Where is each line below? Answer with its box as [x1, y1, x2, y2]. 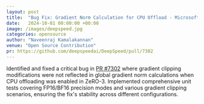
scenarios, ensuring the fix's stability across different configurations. [6, 90, 178, 97]
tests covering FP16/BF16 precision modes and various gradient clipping [6, 84, 187, 91]
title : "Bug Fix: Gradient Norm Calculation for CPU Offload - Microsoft [6, 15, 200, 21]
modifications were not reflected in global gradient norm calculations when [6, 71, 194, 79]
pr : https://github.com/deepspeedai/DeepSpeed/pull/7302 [6, 48, 154, 54]
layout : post [6, 8, 39, 15]
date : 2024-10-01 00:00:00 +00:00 [6, 20, 99, 26]
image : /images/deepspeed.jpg [6, 25, 83, 32]
